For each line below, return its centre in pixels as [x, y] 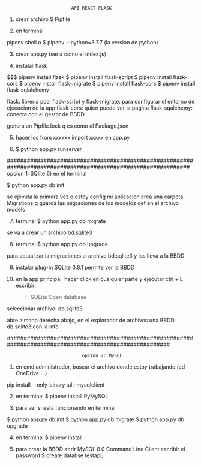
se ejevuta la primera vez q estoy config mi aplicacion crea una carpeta [95, 197]
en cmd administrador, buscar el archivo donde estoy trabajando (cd [100, 367]
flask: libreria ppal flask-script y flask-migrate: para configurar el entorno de [101, 102]
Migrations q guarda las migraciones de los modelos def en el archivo [93, 203]
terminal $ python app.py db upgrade [62, 244]
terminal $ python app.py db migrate [61, 221]
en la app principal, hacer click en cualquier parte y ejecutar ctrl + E [99, 279]
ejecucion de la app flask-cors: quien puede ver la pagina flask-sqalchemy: [100, 108]
